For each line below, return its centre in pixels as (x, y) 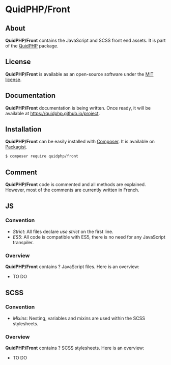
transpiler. (23, 242)
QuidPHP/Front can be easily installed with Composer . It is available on (80, 142)
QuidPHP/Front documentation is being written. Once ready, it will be (78, 108)
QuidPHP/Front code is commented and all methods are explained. (76, 185)
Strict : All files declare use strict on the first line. (63, 231)
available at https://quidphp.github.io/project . (53, 113)
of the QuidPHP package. (32, 46)
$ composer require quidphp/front (42, 157)
